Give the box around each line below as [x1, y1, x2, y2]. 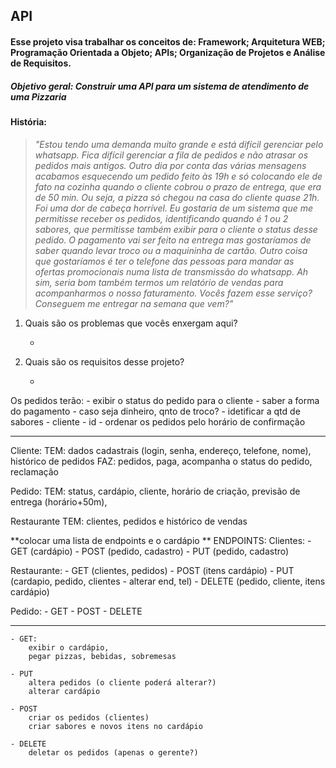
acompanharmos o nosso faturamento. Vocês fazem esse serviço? [34, 287, 313, 299]
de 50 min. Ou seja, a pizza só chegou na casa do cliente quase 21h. [34, 191, 320, 203]
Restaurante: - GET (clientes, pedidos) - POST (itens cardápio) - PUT [10, 564, 295, 576]
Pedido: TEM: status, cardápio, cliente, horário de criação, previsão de [10, 485, 301, 497]
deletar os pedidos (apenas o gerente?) [28, 747, 199, 758]
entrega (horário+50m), [10, 495, 108, 508]
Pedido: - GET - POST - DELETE [10, 605, 143, 617]
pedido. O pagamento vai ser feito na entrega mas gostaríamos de [34, 234, 312, 246]
